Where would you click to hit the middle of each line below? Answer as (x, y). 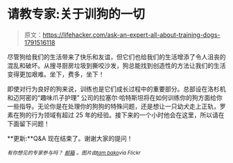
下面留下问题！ (28, 123)
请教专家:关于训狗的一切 (76, 14)
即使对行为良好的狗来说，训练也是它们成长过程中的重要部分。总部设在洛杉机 (116, 89)
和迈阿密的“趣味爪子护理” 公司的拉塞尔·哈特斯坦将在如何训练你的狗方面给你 (115, 97)
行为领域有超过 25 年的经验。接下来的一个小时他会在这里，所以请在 (128, 114)
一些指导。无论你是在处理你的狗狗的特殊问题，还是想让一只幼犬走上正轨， (113, 106)
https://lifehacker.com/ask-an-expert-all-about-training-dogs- (131, 35)
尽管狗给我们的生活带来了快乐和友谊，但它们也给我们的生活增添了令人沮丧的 (116, 57)
